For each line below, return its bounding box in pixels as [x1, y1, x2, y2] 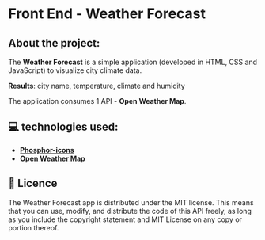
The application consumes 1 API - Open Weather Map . [8, 97, 187, 105]
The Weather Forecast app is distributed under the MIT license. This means [8, 197, 255, 207]
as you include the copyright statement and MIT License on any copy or [8, 215, 243, 224]
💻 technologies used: [8, 120, 119, 134]
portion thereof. [8, 223, 59, 232]
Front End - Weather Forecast [8, 5, 206, 23]
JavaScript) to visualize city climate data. [8, 66, 142, 75]
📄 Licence [8, 177, 58, 190]
